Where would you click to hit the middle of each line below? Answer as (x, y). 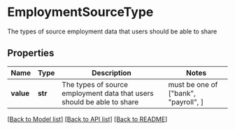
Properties (31, 53)
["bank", (182, 93)
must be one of (193, 84)
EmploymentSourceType (80, 12)
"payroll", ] (186, 101)
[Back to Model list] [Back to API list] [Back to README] (87, 119)
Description (112, 72)
